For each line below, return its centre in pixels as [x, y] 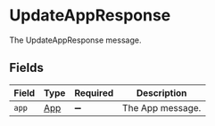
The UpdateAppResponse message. [75, 40]
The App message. [161, 107]
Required [94, 92]
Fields [27, 68]
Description [161, 92]
